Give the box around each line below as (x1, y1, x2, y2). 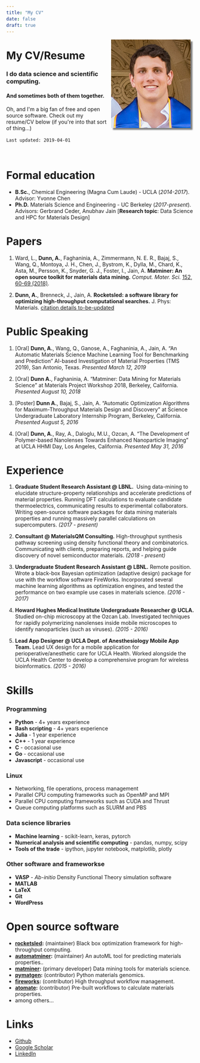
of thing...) (6, 124, 32, 131)
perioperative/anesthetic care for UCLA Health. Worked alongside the (14, 650, 186, 657)
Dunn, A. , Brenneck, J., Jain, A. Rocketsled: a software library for (14, 291, 179, 298)
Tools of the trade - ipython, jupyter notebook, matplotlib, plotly (14, 845, 173, 852)
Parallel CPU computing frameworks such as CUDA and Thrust (14, 797, 170, 805)
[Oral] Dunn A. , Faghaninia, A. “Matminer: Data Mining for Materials (14, 375, 181, 382)
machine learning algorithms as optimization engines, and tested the (14, 583, 183, 590)
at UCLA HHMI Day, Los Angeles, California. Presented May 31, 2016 (14, 442, 184, 450)
